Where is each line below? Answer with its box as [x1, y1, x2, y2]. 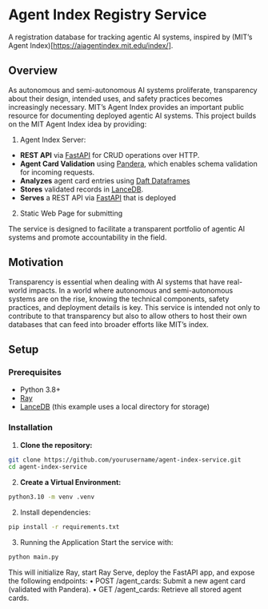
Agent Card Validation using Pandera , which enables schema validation [19, 159, 258, 168]
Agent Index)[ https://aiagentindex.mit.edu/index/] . [8, 40, 174, 50]
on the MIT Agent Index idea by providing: [8, 119, 147, 129]
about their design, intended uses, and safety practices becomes [8, 94, 223, 103]
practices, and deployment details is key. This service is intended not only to [8, 302, 261, 312]
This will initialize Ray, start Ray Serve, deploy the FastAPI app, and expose [8, 567, 255, 577]
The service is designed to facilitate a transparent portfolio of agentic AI [8, 224, 246, 233]
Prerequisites [8, 366, 62, 377]
